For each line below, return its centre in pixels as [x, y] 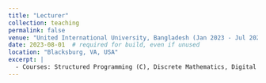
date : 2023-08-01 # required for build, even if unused [104, 45]
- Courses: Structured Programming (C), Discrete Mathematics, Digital [136, 67]
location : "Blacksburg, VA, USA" [63, 52]
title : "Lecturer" [38, 15]
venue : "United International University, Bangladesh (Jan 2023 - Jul [127, 38]
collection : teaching [44, 23]
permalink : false [37, 30]
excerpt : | [26, 60]
